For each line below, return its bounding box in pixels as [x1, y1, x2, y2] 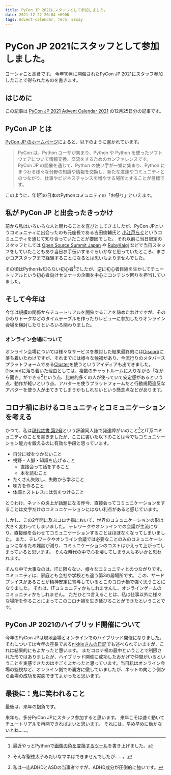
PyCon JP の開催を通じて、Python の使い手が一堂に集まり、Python [17, 162, 160, 168]
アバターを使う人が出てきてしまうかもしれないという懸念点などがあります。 [5, 387, 165, 393]
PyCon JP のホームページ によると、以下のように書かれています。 [5, 138, 142, 145]
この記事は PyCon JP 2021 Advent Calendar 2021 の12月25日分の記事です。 [5, 108, 164, 114]
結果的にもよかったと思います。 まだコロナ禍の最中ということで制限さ [14, 647, 162, 653]
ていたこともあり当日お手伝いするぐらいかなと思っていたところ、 [18, 248, 157, 254]
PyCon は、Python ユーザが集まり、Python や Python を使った [17, 150, 149, 156]
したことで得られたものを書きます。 [5, 77, 81, 83]
